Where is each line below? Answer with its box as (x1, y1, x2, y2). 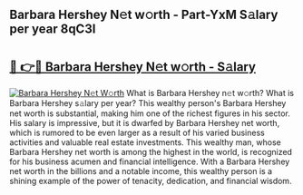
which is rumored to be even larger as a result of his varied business (9, 127, 265, 138)
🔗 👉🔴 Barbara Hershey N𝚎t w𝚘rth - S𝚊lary (9, 59, 257, 74)
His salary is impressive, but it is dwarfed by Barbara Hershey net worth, (9, 118, 280, 128)
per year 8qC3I (9, 22, 96, 37)
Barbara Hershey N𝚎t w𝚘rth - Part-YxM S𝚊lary (9, 7, 279, 23)
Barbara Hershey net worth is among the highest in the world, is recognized (9, 147, 293, 157)
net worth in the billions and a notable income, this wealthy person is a (9, 166, 273, 176)
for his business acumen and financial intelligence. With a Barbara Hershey (9, 156, 290, 167)
